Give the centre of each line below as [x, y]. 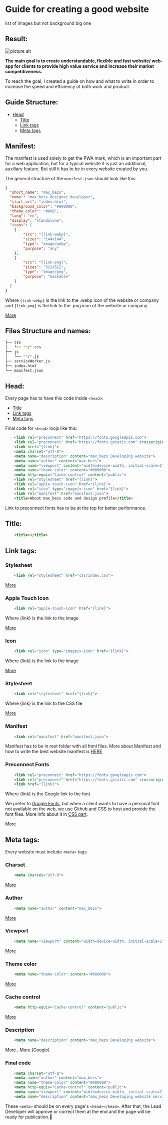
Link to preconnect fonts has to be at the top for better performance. [76, 508]
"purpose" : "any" [41, 248]
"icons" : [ [21, 225]
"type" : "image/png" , [46, 272]
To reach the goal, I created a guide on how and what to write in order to [80, 81]
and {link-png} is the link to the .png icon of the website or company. [77, 305]
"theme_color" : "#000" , [34, 211]
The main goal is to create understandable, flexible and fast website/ [78, 61]
